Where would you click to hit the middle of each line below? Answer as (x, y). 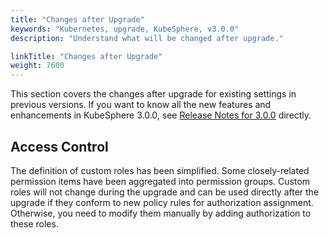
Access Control (59, 146)
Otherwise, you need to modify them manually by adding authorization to (161, 213)
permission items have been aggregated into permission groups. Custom (160, 181)
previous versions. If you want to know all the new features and (141, 105)
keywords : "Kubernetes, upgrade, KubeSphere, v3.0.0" (125, 29)
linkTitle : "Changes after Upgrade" (86, 56)
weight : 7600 (37, 66)
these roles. (34, 223)
